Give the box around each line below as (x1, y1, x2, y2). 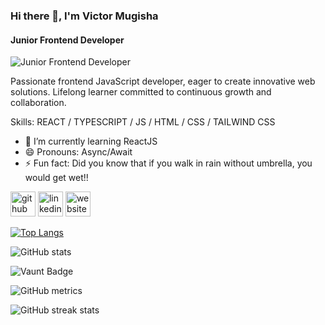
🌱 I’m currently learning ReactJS (24, 135, 158, 148)
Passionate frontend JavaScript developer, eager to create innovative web (10, 75, 316, 88)
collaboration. (10, 97, 67, 109)
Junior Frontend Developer (10, 34, 125, 46)
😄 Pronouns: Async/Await (24, 146, 133, 158)
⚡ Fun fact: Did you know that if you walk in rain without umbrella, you (24, 157, 313, 169)
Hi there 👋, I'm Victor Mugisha (10, 9, 159, 23)
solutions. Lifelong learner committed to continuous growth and (10, 86, 272, 98)
